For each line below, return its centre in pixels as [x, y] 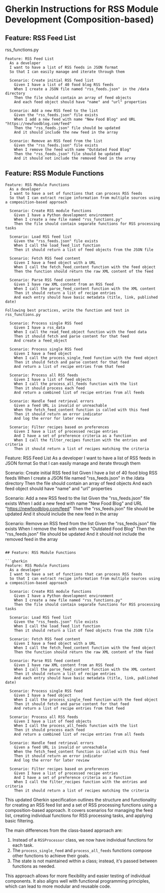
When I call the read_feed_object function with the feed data [81, 332]
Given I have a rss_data [40, 327]
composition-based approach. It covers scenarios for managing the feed [79, 810]
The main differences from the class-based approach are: [64, 830]
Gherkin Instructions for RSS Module [82, 9]
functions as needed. [34, 866]
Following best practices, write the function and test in [67, 310]
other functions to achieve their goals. [51, 855]
